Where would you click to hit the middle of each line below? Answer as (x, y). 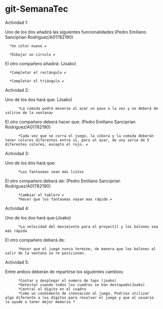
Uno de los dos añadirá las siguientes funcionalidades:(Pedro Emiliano (76, 32)
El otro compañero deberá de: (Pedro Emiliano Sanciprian (63, 181)
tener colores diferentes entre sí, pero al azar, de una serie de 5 (77, 140)
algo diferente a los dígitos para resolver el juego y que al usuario (79, 298)
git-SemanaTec (37, 9)
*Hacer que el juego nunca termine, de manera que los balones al (87, 249)
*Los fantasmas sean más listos (51, 172)
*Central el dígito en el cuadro (52, 289)
